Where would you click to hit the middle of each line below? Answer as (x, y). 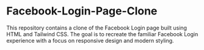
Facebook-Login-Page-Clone (82, 11)
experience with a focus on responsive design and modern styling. (90, 40)
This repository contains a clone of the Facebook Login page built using (97, 28)
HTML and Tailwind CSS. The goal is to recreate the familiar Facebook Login (102, 34)
